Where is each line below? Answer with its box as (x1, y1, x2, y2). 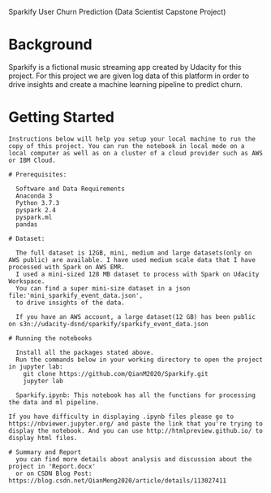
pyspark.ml (15, 213, 53, 221)
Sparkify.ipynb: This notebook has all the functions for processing (15, 390, 256, 399)
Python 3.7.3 (15, 199, 60, 207)
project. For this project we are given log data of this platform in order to (8, 71, 250, 81)
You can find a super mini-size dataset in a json (15, 284, 191, 292)
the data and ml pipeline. (8, 398, 100, 406)
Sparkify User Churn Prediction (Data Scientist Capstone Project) (8, 7, 226, 16)
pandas (15, 220, 38, 229)
